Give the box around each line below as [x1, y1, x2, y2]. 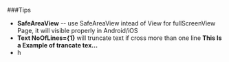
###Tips [7, 6, 31, 14]
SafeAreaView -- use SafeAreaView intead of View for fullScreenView [17, 19, 216, 27]
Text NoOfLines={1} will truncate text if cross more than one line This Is [17, 34, 222, 42]
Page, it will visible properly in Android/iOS [17, 27, 139, 34]
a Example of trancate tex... [17, 41, 98, 49]
